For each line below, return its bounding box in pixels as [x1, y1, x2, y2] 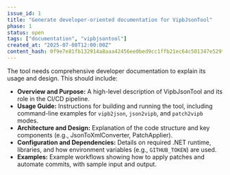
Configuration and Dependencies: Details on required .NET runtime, [16, 138, 212, 146]
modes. [16, 116, 39, 124]
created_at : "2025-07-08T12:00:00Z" [7, 42, 112, 49]
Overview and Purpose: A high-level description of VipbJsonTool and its [16, 87, 223, 96]
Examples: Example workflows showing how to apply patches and [16, 152, 205, 161]
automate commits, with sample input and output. [16, 160, 157, 168]
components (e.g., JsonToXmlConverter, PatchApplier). [16, 131, 173, 139]
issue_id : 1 [7, 10, 41, 17]
